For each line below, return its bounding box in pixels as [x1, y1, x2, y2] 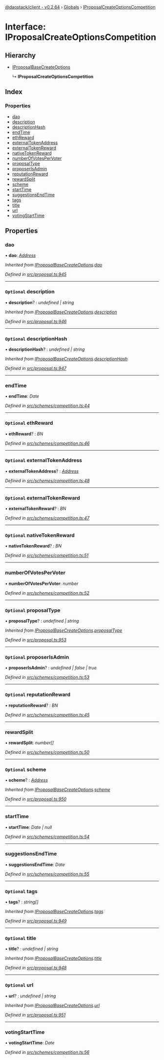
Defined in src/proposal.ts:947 [5, 365, 67, 371]
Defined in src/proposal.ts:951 [5, 1012, 66, 1018]
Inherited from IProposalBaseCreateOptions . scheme [5, 787, 111, 793]
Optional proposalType [5, 607, 61, 614]
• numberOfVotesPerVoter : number [5, 580, 79, 586]
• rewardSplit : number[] [5, 740, 54, 746]
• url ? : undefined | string [5, 993, 56, 999]
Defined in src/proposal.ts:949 [5, 918, 67, 924]
